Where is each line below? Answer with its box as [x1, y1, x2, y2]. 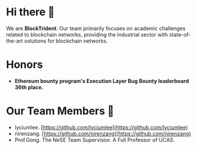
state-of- [169, 31, 191, 38]
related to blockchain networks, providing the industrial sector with [6, 31, 168, 38]
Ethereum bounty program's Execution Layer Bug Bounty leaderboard [14, 77, 189, 84]
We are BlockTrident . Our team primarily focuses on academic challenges [6, 25, 186, 32]
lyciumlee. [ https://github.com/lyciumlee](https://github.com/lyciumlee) [14, 124, 188, 131]
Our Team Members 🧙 [6, 104, 115, 118]
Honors [6, 58, 43, 71]
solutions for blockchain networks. [24, 37, 108, 44]
